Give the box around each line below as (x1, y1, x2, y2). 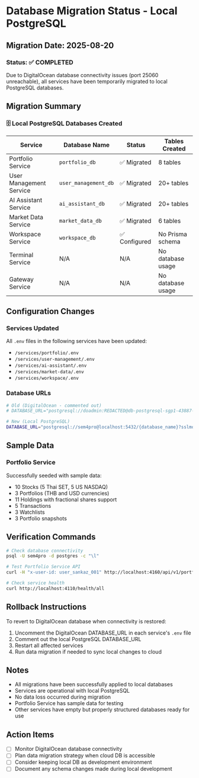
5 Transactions (14, 502, 52, 509)
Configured (119, 237, 152, 245)
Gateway (9, 275, 34, 283)
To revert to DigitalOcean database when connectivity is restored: (6, 617, 167, 625)
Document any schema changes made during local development (14, 766, 173, 773)
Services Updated (6, 324, 59, 332)
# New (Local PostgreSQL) (6, 419, 70, 425)
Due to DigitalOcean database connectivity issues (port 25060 (6, 71, 159, 78)
